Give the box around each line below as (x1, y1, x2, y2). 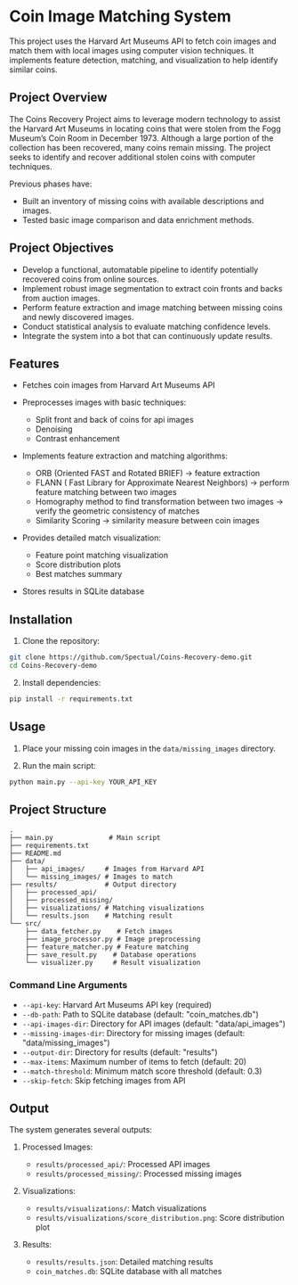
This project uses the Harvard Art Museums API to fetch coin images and (9, 36, 278, 46)
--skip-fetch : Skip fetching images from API (21, 1075, 186, 1085)
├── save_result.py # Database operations (25, 951, 197, 960)
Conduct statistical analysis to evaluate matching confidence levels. (21, 321, 271, 332)
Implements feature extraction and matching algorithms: (21, 450, 229, 461)
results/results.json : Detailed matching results (35, 1256, 213, 1267)
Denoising (35, 424, 73, 434)
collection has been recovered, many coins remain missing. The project (9, 142, 271, 152)
